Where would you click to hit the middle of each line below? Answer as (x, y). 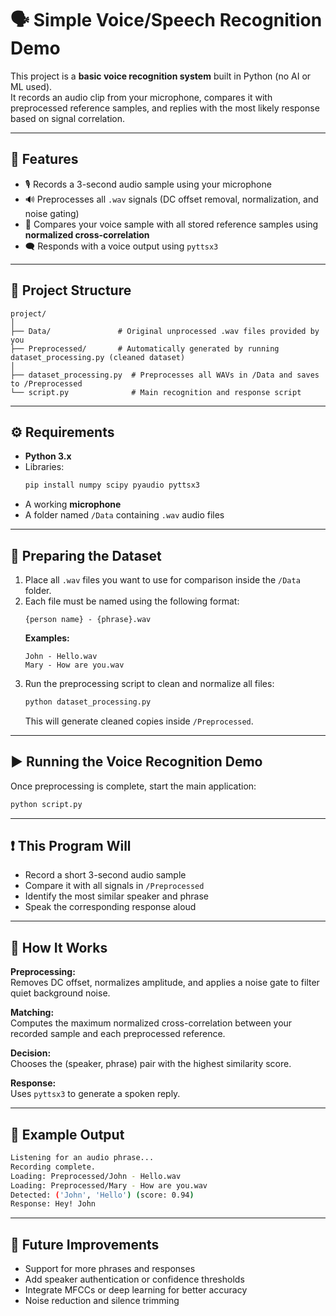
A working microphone (73, 504)
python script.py (46, 804)
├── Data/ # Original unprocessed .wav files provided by (165, 331)
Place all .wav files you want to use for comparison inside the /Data (162, 580)
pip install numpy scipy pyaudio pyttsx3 (112, 485)
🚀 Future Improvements (85, 1244)
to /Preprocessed (46, 383)
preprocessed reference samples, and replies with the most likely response (165, 108)
